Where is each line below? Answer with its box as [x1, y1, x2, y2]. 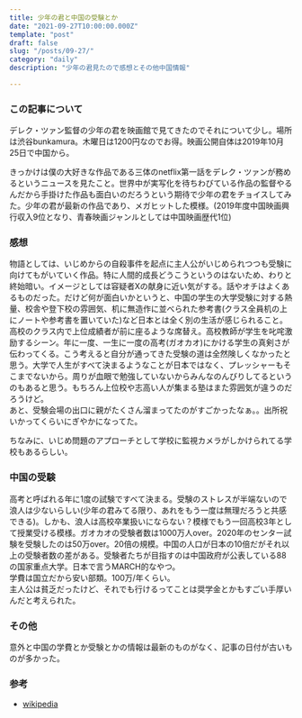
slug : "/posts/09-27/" [9, 47, 94, 56]
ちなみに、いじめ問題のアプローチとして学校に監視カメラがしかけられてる [9, 435, 285, 446]
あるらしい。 [24, 447, 73, 458]
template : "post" [9, 30, 75, 39]
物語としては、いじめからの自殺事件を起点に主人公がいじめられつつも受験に [9, 259, 293, 269]
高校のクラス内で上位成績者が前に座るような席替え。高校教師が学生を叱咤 [9, 326, 285, 337]
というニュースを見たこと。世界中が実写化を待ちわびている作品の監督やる [16, 177, 293, 189]
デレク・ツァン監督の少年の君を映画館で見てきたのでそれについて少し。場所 [9, 125, 292, 136]
